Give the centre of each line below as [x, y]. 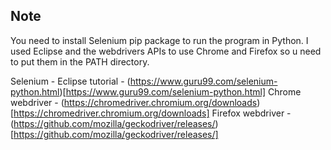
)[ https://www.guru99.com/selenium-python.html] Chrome [180, 91]
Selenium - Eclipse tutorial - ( [70, 81]
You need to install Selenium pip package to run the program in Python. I [159, 40]
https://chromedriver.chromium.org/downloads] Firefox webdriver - [152, 113]
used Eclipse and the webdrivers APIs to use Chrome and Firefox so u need [166, 51]
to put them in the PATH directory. [80, 61]
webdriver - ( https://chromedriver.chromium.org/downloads [134, 102]
